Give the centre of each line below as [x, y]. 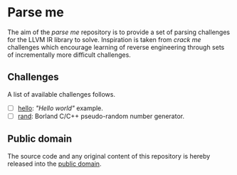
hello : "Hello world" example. [60, 108]
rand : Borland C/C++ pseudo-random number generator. [101, 116]
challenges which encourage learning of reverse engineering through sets [116, 47]
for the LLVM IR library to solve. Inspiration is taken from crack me [104, 39]
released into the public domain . [54, 164]
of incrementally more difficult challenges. [69, 55]
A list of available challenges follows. [62, 94]
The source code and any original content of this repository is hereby [109, 156]
